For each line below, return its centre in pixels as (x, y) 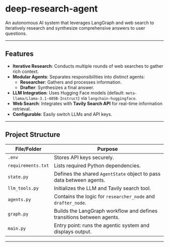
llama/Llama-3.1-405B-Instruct (45, 99)
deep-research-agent (52, 9)
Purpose (108, 149)
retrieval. (22, 109)
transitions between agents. (87, 217)
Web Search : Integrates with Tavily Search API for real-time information (87, 103)
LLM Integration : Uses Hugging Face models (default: (68, 93)
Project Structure (33, 135)
